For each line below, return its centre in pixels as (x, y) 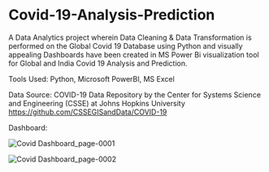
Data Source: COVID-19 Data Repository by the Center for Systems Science (135, 94)
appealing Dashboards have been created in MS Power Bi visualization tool (134, 54)
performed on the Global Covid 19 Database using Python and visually (126, 45)
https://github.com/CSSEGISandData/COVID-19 (88, 112)
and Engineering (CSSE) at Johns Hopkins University (97, 103)
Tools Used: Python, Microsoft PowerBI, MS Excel (91, 79)
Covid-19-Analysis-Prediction (112, 15)
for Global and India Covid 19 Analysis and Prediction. (98, 63)
